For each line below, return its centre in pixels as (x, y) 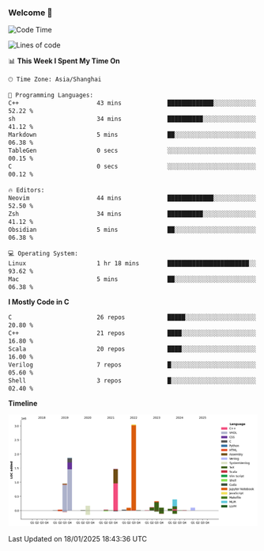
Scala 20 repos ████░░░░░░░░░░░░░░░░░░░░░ (132, 349)
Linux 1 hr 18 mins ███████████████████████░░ (132, 264)
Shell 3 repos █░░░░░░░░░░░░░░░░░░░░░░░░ (132, 381)
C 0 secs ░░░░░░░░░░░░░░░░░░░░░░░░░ (132, 167)
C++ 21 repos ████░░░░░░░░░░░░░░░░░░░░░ (132, 333)
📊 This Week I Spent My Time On (64, 61)
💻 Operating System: (43, 254)
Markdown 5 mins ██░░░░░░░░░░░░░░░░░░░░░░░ (132, 135)
